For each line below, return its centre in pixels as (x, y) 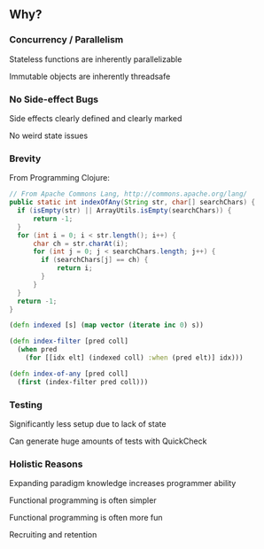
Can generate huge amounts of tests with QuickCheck (108, 441)
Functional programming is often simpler (83, 500)
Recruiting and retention (53, 535)
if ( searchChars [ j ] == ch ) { (95, 260)
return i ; (74, 268)
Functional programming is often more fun (86, 518)
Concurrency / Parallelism (66, 40)
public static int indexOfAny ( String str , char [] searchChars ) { (132, 203)
